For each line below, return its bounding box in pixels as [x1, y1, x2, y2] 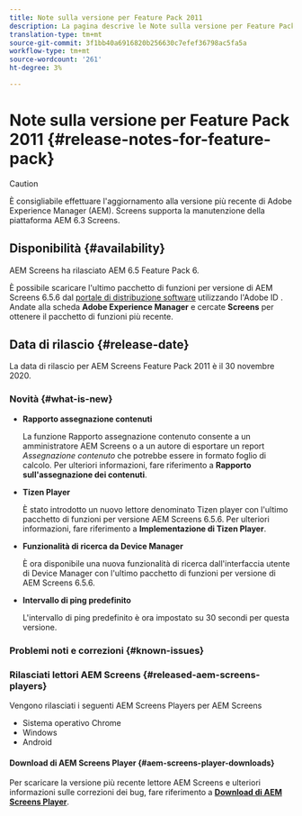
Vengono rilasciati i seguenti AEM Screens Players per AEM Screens [9, 700, 262, 711]
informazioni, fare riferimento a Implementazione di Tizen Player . [22, 523, 267, 534]
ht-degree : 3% [9, 64, 63, 73]
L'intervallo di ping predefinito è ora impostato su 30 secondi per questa [22, 612, 290, 622]
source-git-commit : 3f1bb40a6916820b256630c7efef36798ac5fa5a [9, 38, 247, 48]
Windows [22, 727, 58, 738]
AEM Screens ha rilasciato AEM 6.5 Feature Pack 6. [9, 265, 200, 276]
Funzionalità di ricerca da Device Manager [22, 540, 184, 551]
